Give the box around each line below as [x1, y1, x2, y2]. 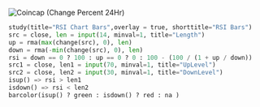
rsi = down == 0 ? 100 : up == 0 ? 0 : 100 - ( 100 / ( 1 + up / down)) [8, 53, 253, 62]
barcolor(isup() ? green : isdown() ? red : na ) [8, 91, 180, 99]
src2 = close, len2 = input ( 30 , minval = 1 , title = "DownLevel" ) [8, 69, 223, 77]
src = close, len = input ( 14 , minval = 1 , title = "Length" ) [8, 31, 206, 39]
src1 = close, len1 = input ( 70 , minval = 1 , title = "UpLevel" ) [8, 61, 217, 69]
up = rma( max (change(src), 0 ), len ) [8, 38, 132, 46]
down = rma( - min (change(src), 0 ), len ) [8, 45, 144, 54]
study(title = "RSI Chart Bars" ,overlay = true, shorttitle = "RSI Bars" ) [8, 24, 253, 32]
